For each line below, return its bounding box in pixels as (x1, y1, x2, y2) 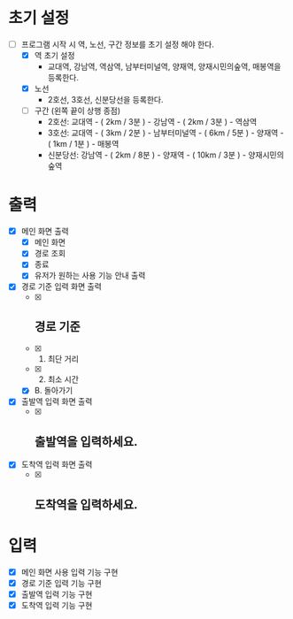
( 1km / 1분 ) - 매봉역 (47, 139, 120, 149)
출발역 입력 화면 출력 (20, 396, 93, 407)
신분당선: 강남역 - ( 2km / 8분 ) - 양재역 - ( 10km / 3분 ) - (47, 149, 247, 160)
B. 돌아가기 (34, 386, 73, 396)
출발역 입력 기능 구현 (20, 589, 93, 600)
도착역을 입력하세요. (34, 497, 138, 512)
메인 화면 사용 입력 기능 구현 (20, 567, 119, 577)
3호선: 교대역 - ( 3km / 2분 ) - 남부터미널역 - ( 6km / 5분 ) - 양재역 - (47, 127, 284, 138)
